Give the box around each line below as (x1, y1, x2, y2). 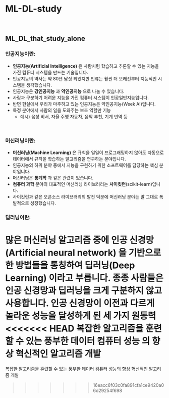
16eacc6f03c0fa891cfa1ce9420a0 (93, 382, 164, 388)
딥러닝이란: (5, 214, 31, 221)
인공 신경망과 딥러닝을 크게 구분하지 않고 (5, 285, 162, 296)
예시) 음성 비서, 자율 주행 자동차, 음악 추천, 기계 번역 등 (20, 113, 128, 119)
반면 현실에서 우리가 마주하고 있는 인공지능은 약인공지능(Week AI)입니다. (12, 101, 156, 107)
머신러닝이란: (5, 137, 36, 144)
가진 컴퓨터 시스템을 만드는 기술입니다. (12, 69, 88, 75)
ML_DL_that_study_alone (5, 34, 86, 43)
